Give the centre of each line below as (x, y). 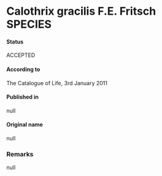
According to (23, 69)
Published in (22, 97)
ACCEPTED (21, 55)
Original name (25, 124)
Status (15, 42)
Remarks (20, 154)
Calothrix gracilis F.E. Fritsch (81, 11)
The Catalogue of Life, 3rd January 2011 (57, 83)
